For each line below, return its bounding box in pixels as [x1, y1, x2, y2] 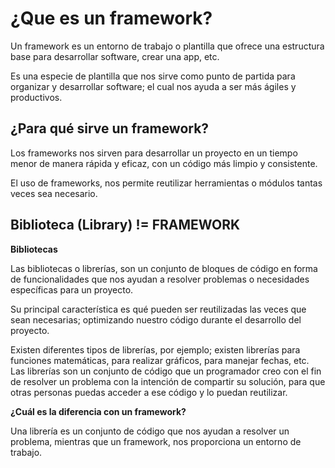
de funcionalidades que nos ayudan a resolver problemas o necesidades [10, 273, 310, 285]
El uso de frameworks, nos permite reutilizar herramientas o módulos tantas [10, 177, 323, 189]
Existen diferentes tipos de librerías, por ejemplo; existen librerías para [10, 343, 301, 356]
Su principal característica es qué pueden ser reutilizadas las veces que [10, 303, 307, 315]
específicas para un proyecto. [10, 283, 134, 296]
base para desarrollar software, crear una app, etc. [10, 50, 220, 62]
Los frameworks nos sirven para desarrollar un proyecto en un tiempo [10, 147, 298, 159]
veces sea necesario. [10, 187, 98, 199]
